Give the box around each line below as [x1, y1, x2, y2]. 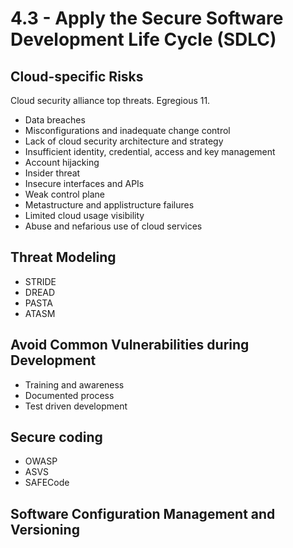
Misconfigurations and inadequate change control [24, 125, 231, 136]
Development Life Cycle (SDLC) [10, 28, 277, 51]
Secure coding [10, 429, 103, 446]
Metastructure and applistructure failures [24, 199, 195, 211]
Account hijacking [24, 157, 100, 168]
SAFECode [24, 477, 70, 489]
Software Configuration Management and [10, 505, 276, 522]
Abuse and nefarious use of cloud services [24, 220, 203, 232]
